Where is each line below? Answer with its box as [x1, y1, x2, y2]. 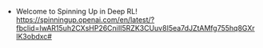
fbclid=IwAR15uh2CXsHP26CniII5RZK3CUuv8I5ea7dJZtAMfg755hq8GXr [15, 24, 256, 32]
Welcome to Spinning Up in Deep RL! [15, 7, 138, 16]
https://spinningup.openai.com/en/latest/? [15, 15, 155, 24]
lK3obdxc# [15, 31, 52, 41]
